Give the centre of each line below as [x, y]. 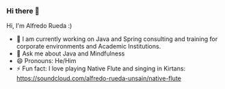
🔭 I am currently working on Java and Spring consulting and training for [117, 39]
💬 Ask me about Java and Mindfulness [70, 53]
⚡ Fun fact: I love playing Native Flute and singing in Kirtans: [101, 68]
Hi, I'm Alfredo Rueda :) [39, 26]
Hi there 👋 [23, 11]
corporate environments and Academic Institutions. [89, 47]
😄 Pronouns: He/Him [46, 61]
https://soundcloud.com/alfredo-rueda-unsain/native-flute [99, 79]
